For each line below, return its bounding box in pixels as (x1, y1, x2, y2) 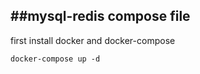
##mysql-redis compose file (10, 8, 191, 25)
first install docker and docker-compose (10, 34, 176, 46)
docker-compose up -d (10, 54, 101, 64)
